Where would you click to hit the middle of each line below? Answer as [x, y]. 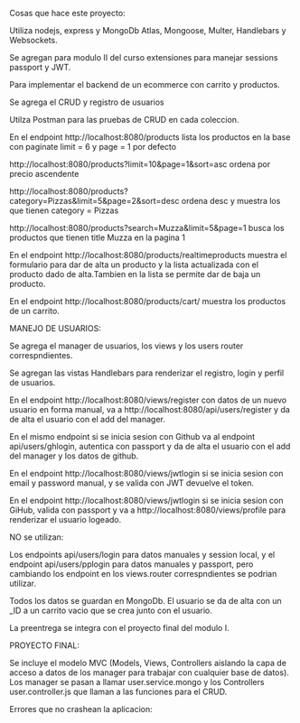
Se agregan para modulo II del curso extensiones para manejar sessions [144, 57]
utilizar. [23, 583]
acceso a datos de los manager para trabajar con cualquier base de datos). [149, 672]
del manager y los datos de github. [74, 456]
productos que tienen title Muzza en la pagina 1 [97, 237]
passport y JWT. [40, 67]
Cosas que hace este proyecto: [67, 13]
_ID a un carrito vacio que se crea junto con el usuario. [111, 610]
